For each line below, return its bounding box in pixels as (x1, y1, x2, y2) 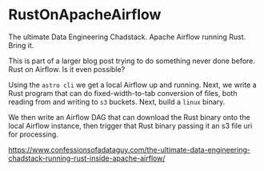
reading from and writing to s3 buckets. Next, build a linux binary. (8, 97, 226, 106)
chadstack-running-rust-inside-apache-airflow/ (8, 153, 166, 163)
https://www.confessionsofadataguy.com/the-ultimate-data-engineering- (8, 145, 250, 154)
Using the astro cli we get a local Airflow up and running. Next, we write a (8, 80, 258, 89)
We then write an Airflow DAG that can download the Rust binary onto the (8, 112, 250, 121)
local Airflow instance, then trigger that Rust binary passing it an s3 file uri (8, 121, 253, 130)
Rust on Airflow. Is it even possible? (8, 64, 126, 74)
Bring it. (8, 40, 34, 50)
